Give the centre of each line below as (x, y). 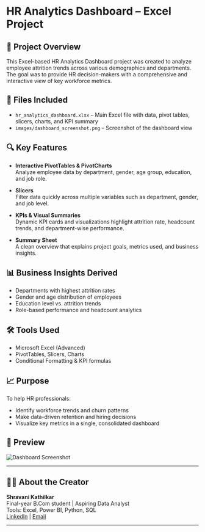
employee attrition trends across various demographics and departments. (99, 68)
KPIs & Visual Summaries (48, 215)
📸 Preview (26, 443)
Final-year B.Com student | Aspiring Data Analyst (68, 503)
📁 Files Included (37, 100)
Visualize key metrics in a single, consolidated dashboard (87, 423)
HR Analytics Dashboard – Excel (89, 11)
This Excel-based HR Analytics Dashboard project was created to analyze (99, 61)
